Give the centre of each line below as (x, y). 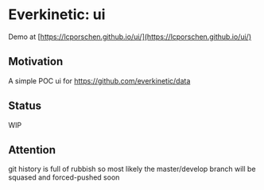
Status (25, 106)
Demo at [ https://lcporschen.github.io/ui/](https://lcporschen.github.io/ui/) (130, 37)
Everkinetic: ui (57, 15)
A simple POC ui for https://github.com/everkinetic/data (99, 80)
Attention (32, 150)
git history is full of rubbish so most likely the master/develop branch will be (132, 169)
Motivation (36, 62)
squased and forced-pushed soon (64, 177)
